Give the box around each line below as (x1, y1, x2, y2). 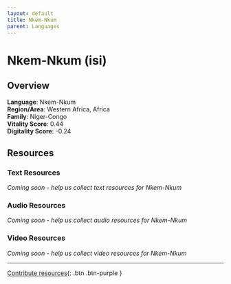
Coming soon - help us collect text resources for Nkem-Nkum (7, 184, 182, 192)
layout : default (7, 10, 54, 17)
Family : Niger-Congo (7, 113, 67, 121)
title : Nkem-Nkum (7, 17, 57, 23)
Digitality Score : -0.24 (7, 127, 71, 135)
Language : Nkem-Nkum (7, 98, 76, 107)
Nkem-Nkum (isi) (7, 52, 107, 68)
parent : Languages (7, 23, 60, 30)
